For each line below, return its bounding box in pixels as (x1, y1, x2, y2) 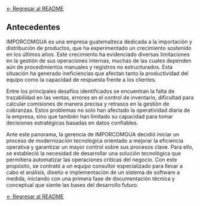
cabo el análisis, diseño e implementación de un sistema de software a (6, 168, 180, 176)
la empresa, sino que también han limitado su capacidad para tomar (6, 113, 173, 120)
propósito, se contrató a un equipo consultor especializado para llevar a (6, 162, 183, 169)
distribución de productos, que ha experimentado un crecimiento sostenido (6, 44, 192, 51)
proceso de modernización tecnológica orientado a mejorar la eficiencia (6, 137, 184, 144)
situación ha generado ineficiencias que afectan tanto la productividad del (6, 70, 189, 77)
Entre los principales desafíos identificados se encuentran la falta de (6, 88, 175, 95)
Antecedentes (6, 22, 61, 32)
